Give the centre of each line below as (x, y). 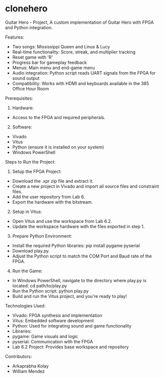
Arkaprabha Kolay (31, 366)
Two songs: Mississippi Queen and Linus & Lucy (61, 46)
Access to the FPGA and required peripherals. (59, 117)
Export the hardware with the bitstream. (52, 202)
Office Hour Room (31, 88)
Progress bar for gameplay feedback (49, 62)
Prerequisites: (19, 98)
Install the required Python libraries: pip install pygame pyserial (76, 246)
